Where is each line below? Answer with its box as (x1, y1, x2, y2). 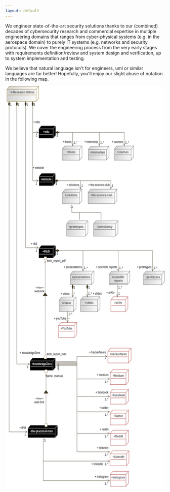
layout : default (5, 8, 39, 13)
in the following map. (5, 76, 49, 82)
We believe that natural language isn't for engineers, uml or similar (5, 65, 144, 71)
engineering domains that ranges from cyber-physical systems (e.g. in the (5, 34, 160, 40)
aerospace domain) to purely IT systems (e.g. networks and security (5, 39, 148, 45)
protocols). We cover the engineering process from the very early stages (5, 44, 157, 50)
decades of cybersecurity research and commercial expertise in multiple (5, 28, 157, 34)
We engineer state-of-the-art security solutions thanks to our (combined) (5, 23, 158, 29)
